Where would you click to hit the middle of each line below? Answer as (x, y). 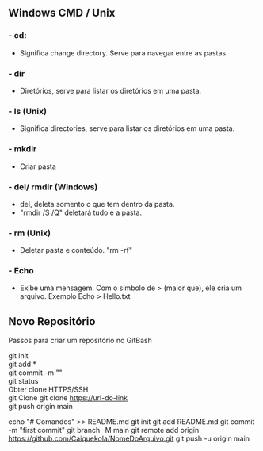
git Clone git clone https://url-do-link (68, 398)
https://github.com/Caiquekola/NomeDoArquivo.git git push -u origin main (129, 438)
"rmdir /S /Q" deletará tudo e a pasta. (81, 212)
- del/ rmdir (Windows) (53, 187)
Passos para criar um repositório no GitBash (80, 341)
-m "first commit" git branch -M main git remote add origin (104, 430)
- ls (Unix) (28, 111)
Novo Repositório (52, 321)
